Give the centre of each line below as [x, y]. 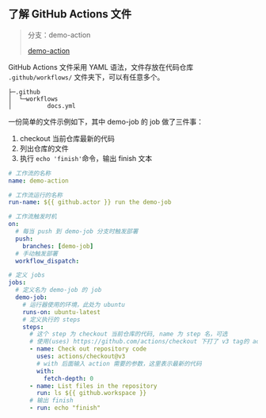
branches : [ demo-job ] [58, 246]
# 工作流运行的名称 [36, 195]
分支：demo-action [59, 35]
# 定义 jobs [27, 275]
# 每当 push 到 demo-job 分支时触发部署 [77, 232]
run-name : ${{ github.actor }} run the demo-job [90, 202]
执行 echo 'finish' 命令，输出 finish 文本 [86, 158]
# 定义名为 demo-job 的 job [59, 290]
